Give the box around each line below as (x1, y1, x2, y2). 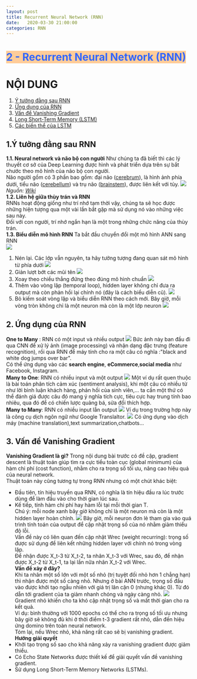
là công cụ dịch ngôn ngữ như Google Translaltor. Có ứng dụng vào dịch (6, 413, 189, 420)
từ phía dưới (14, 262, 44, 269)
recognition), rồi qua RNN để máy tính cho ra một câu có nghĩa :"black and (6, 348, 187, 355)
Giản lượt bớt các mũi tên (14, 269, 76, 276)
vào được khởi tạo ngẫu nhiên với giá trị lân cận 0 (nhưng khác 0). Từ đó (14, 583, 189, 590)
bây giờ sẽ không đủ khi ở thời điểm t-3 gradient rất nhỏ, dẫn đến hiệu (14, 615, 185, 623)
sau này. (6, 212, 26, 219)
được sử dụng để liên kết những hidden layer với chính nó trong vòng (14, 540, 182, 547)
